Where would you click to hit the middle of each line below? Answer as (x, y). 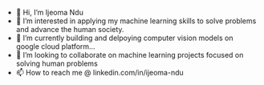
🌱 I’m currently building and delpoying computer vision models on (124, 38)
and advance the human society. (70, 29)
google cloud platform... (55, 47)
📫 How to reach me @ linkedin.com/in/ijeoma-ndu (100, 73)
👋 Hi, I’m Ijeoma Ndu (50, 12)
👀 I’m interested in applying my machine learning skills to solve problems (136, 21)
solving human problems (57, 63)
